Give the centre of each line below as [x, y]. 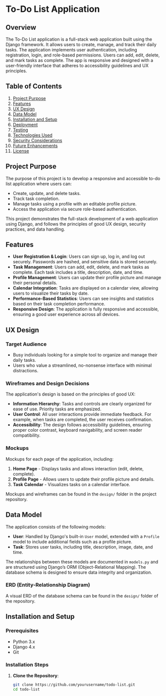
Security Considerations [37, 140]
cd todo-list [26, 689]
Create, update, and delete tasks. [47, 193]
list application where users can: [39, 184]
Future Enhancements [35, 146]
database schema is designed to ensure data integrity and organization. [79, 572]
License [21, 151]
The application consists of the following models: [56, 527]
